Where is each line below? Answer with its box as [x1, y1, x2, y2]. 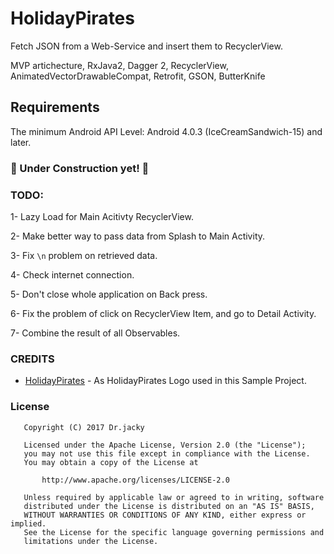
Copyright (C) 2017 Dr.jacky [23, 422, 145, 432]
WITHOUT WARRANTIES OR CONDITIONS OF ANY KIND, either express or [23, 510, 307, 520]
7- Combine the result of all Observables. [10, 327, 181, 339]
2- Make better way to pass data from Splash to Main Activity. [10, 230, 266, 242]
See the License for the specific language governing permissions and [23, 527, 325, 537]
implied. [10, 518, 47, 529]
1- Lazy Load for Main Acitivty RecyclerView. [10, 210, 194, 222]
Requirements [10, 99, 100, 116]
